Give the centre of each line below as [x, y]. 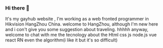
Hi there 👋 [18, 8]
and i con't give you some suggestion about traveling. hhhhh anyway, [77, 29]
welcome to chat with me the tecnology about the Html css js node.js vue [81, 35]
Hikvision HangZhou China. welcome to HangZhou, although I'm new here [82, 24]
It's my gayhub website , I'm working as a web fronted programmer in [77, 19]
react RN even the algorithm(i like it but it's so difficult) [61, 40]
